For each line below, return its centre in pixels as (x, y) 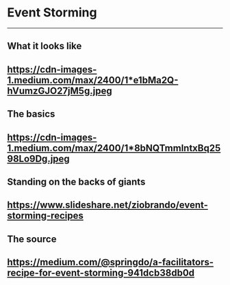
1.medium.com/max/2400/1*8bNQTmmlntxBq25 (114, 148)
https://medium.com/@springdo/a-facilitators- (111, 262)
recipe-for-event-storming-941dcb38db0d (101, 273)
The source (32, 239)
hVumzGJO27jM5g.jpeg (60, 91)
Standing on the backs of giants (76, 181)
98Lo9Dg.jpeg (38, 159)
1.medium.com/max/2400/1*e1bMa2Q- (93, 80)
